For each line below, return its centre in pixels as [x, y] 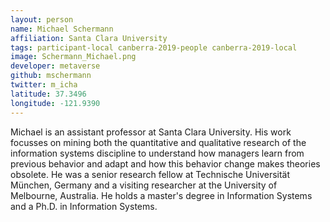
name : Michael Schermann [62, 29]
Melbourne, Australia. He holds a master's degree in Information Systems [161, 195]
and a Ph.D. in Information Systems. [84, 206]
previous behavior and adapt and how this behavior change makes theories [165, 163]
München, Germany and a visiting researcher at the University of [144, 185]
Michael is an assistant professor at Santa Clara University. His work [151, 132]
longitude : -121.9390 [55, 103]
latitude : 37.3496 [48, 94]
